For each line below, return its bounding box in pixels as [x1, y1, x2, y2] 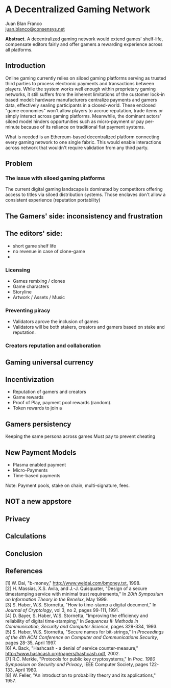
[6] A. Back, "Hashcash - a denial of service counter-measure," [5, 645, 139, 651]
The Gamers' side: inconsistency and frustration [5, 212, 163, 220]
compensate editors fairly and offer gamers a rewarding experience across [5, 41, 163, 47]
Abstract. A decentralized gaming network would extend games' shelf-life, [5, 36, 163, 42]
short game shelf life [12, 242, 56, 249]
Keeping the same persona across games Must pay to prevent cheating [5, 433, 156, 439]
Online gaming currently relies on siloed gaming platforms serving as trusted [5, 75, 166, 81]
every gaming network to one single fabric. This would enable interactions [5, 139, 162, 145]
